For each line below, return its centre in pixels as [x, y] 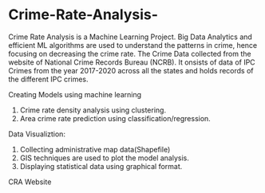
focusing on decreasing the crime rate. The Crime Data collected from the [130, 53]
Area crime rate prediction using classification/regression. [115, 118]
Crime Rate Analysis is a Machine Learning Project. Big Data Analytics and [131, 37]
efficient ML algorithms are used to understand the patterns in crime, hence [133, 45]
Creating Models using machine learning [75, 94]
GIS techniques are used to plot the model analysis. [104, 158]
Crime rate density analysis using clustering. [93, 110]
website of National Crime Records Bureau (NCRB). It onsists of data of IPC [132, 62]
